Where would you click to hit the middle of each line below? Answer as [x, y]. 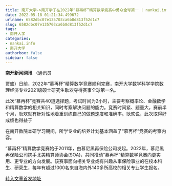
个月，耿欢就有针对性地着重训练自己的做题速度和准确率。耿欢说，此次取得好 [86, 114]
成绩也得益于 [19, 120]
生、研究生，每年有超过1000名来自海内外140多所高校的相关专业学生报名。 [84, 168]
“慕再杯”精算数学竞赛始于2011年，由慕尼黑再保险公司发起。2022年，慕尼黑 [85, 149]
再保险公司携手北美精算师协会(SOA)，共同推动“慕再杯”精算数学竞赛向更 [81, 155]
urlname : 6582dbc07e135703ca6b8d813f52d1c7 [52, 19]
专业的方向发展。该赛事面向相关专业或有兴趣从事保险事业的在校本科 [90, 161]
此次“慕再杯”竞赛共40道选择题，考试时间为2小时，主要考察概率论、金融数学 [85, 101]
